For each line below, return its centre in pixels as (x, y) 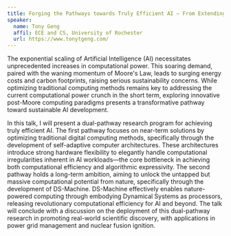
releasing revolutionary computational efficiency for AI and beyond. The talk (114, 204)
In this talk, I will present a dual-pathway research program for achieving (110, 123)
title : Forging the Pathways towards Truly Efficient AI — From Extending (117, 13)
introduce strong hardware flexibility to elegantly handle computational (107, 153)
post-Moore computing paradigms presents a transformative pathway (106, 103)
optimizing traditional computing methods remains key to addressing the (110, 88)
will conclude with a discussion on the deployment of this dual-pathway (109, 211)
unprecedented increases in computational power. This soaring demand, (110, 66)
